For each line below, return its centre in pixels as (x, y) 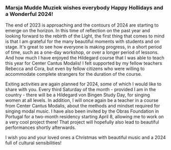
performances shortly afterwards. (41, 127)
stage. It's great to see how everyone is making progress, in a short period (83, 47)
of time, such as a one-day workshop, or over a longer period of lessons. (82, 52)
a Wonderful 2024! (29, 14)
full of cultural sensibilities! (33, 143)
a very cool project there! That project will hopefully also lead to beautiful (82, 122)
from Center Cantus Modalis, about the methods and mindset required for (83, 106)
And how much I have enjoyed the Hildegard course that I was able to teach (85, 58)
